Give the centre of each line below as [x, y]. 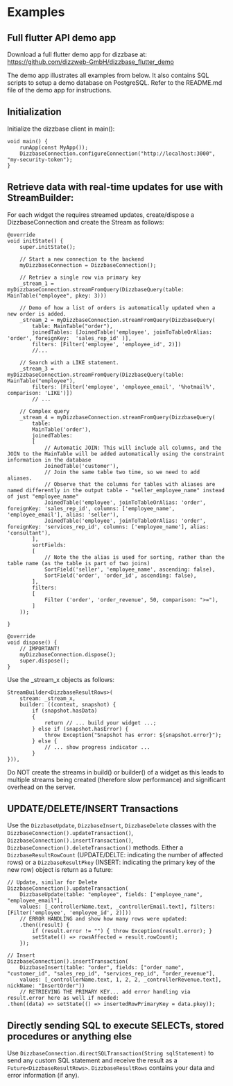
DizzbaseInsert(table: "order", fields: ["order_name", [102, 968]
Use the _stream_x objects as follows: [61, 679]
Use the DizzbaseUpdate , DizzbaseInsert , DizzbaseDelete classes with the [112, 825]
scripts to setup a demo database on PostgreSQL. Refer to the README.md [115, 83]
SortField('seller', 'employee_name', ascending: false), [130, 569]
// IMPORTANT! [40, 648]
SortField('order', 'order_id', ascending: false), [120, 575]
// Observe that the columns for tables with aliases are [130, 484]
